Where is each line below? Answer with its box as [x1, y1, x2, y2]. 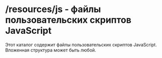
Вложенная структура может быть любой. [5, 47, 97, 53]
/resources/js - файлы [5, 4, 101, 15]
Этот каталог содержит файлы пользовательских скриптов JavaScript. [5, 41, 157, 47]
